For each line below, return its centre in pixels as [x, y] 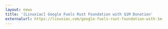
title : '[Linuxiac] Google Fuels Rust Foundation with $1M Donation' [79, 14]
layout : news [19, 10]
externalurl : [19, 19]
